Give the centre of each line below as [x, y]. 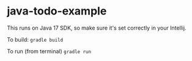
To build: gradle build [35, 39]
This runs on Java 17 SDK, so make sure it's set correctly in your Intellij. [97, 28]
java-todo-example [57, 11]
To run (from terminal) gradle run [49, 51]
